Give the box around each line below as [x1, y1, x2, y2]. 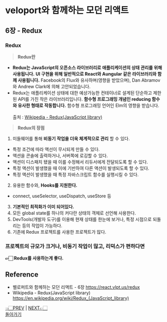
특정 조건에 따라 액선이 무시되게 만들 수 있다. [12, 146, 100, 152]
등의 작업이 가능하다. [22, 223, 63, 229]
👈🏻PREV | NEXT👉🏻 [5, 305, 48, 311]
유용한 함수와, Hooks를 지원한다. [12, 182, 77, 188]
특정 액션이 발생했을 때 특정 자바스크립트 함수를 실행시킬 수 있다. [12, 171, 139, 177]
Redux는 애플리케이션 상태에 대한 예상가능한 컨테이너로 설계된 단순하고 [12, 89, 152, 96]
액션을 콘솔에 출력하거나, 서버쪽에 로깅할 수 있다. [12, 152, 108, 158]
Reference [5, 270, 39, 279]
